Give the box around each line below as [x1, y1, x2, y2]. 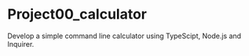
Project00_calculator [7, 5, 147, 23]
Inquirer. [7, 39, 35, 48]
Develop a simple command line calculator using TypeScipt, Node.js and [7, 31, 241, 40]
